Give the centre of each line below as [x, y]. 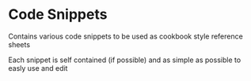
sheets [19, 44]
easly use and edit [38, 68]
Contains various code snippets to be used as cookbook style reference [125, 36]
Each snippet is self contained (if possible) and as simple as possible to [125, 60]
